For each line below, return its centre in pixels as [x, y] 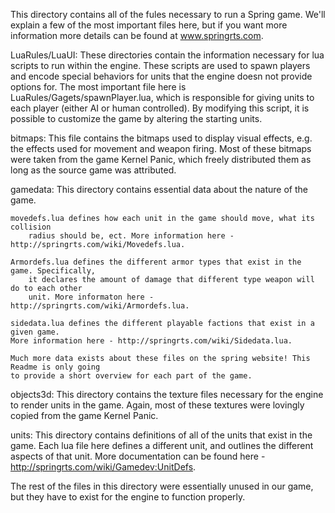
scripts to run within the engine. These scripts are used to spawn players [160, 65]
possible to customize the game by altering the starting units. [136, 118]
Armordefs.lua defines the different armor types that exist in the [156, 262]
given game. [35, 332]
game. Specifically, [53, 271]
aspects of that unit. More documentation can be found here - [138, 456]
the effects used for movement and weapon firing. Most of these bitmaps [161, 148]
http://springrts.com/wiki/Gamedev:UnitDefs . [103, 467]
